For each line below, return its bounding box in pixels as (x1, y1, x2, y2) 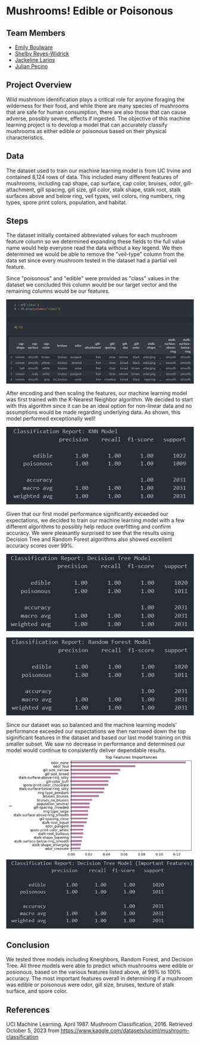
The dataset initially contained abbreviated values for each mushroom (6, 231, 177, 239)
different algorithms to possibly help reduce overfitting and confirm (6, 523, 171, 530)
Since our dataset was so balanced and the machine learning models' (6, 722, 177, 729)
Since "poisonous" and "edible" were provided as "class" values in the (6, 275, 179, 282)
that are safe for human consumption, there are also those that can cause (6, 109, 186, 116)
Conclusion (6, 940, 50, 951)
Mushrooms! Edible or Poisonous (6, 4, 174, 18)
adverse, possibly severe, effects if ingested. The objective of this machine (6, 114, 190, 122)
